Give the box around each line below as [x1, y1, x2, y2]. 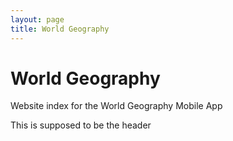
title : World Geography [10, 24, 110, 34]
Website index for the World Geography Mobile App [10, 100, 223, 112]
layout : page [10, 14, 65, 25]
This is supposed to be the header [10, 119, 152, 131]
